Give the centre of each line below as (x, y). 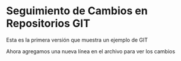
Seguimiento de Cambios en (77, 11)
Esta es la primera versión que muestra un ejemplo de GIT (77, 40)
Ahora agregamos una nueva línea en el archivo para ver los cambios (91, 51)
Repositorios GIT (48, 23)
